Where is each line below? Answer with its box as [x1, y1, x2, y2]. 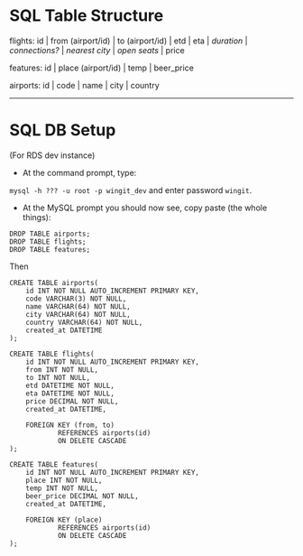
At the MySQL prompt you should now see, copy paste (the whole [22, 202, 268, 213]
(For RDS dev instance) [9, 150, 96, 161]
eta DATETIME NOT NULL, [25, 389, 115, 398]
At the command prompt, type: [22, 167, 137, 178]
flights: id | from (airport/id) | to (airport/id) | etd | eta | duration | [9, 35, 248, 46]
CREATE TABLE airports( [9, 278, 99, 287]
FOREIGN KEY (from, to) [25, 421, 115, 430]
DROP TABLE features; [9, 245, 91, 254]
